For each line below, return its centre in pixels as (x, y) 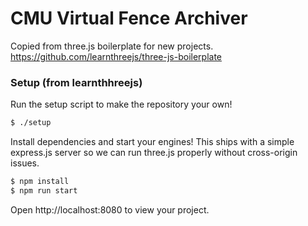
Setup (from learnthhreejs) (76, 82)
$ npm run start (44, 190)
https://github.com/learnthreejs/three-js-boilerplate (116, 56)
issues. (25, 163)
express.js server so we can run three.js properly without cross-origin (154, 153)
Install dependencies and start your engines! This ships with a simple (152, 142)
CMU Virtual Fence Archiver (129, 18)
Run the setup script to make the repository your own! (121, 104)
